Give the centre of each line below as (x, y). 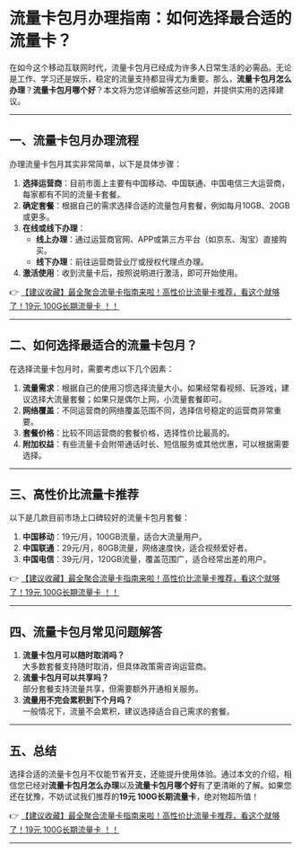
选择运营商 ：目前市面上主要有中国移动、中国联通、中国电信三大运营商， (155, 183)
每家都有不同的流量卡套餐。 (73, 194)
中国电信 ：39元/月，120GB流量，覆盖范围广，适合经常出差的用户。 (146, 559)
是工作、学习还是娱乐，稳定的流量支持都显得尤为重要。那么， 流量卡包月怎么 (150, 78)
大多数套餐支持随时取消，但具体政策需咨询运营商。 (116, 666)
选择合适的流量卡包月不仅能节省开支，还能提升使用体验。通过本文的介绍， (146, 774)
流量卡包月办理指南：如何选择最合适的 (151, 18)
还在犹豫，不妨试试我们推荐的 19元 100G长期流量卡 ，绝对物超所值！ (134, 796)
